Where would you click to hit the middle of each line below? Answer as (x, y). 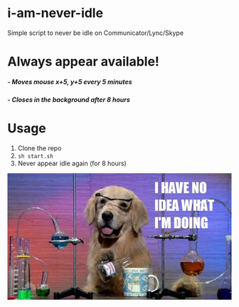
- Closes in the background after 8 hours (69, 100)
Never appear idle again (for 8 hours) (72, 163)
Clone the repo (39, 148)
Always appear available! (84, 62)
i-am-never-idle (55, 13)
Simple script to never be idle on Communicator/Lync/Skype (95, 33)
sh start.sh (35, 157)
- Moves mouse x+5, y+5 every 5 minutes (70, 82)
